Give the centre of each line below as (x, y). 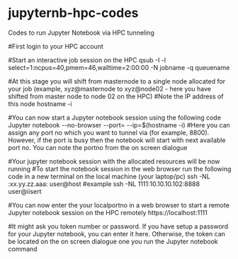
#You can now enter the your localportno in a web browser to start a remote (119, 205)
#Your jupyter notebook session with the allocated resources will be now (114, 161)
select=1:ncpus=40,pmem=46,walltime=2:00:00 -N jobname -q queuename (119, 67)
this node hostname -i (40, 103)
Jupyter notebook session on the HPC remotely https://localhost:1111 (108, 212)
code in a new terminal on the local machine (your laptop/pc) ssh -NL (109, 176)
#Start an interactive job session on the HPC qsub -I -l (87, 60)
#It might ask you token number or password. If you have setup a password (118, 226)
